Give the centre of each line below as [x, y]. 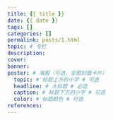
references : [25, 106]
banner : [19, 66]
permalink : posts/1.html [44, 40]
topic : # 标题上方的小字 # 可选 [56, 79]
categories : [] [30, 34]
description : [26, 54]
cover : [17, 60]
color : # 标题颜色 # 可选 [48, 100]
